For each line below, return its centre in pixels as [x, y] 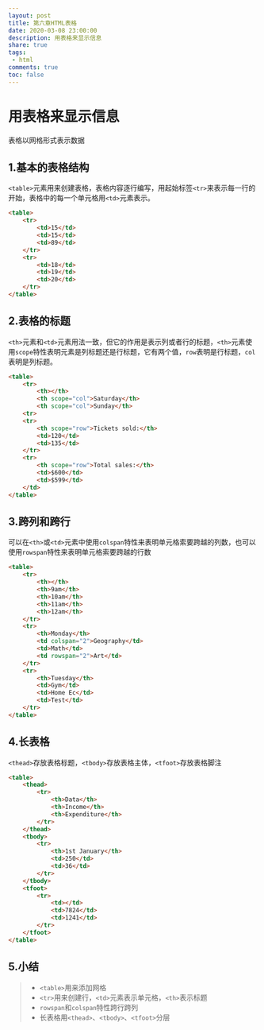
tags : [17, 52]
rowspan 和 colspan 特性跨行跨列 [89, 1007]
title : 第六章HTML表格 [43, 23]
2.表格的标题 [40, 321]
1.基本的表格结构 [49, 167]
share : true [28, 45]
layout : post [30, 15]
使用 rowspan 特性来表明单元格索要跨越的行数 [80, 552]
